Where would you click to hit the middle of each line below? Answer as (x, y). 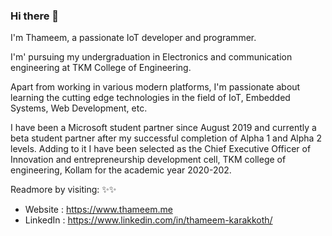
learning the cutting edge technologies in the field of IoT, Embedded (150, 98)
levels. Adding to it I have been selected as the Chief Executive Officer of (161, 149)
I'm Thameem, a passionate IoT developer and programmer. (133, 38)
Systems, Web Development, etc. (79, 108)
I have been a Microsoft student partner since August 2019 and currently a (163, 128)
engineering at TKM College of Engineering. (101, 68)
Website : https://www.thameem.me (98, 210)
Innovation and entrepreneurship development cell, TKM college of (148, 160)
